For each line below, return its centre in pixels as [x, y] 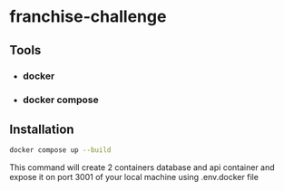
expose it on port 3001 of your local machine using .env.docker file [134, 177]
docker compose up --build [60, 150]
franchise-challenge [88, 17]
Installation [42, 129]
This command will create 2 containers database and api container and [142, 167]
